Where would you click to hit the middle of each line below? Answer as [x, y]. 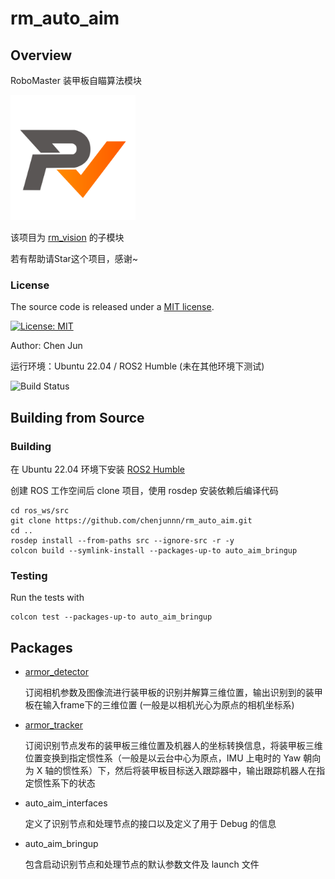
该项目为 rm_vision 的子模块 [67, 237]
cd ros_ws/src [40, 510]
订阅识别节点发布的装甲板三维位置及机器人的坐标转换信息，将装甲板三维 [173, 746]
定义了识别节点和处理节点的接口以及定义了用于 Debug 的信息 [150, 824]
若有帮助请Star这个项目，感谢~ [74, 258]
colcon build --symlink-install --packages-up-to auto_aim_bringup [154, 550]
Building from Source [77, 417]
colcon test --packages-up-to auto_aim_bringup [111, 617]
